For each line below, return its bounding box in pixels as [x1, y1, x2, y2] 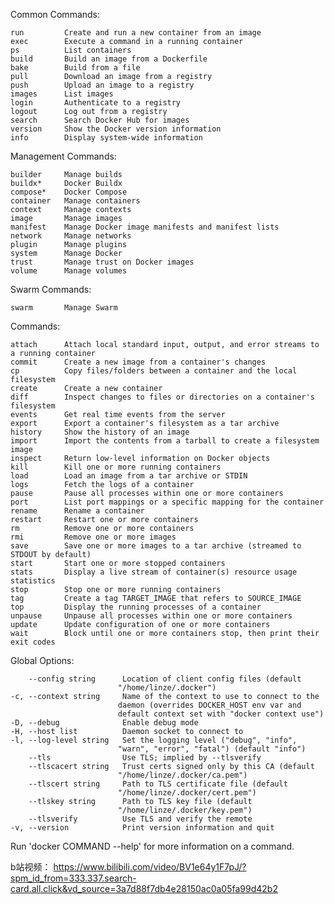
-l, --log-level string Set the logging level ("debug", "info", [10, 735, 298, 745]
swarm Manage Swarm [10, 303, 118, 313]
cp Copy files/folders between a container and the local [10, 366, 298, 376]
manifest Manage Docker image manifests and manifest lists [10, 222, 280, 232]
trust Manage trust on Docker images [10, 257, 195, 267]
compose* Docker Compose [10, 187, 128, 197]
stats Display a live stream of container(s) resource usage [10, 567, 298, 577]
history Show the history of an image [10, 427, 190, 437]
